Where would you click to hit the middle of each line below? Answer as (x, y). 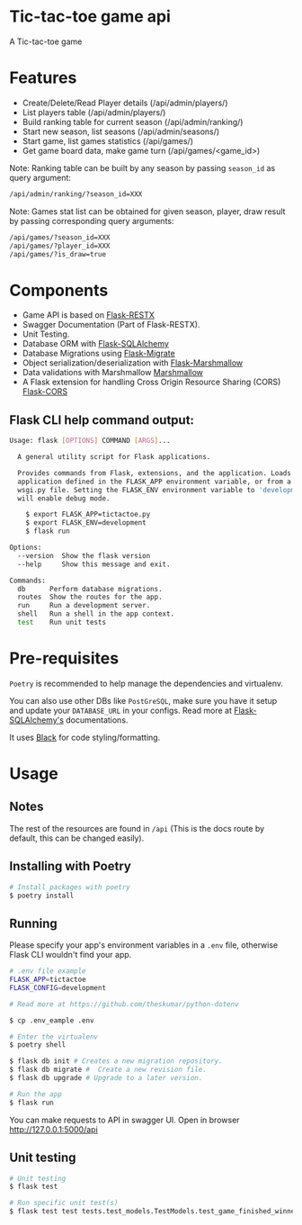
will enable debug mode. (64, 498)
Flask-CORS (45, 392)
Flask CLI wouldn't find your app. (71, 955)
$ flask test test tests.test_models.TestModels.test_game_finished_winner (154, 1211)
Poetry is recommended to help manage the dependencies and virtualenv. (147, 683)
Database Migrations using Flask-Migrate (98, 354)
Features (43, 78)
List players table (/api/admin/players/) (94, 112)
